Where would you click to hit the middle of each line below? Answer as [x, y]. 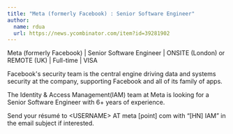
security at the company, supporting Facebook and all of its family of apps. [115, 82]
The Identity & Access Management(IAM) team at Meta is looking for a [108, 95]
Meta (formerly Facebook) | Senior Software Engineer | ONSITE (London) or [116, 53]
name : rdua [29, 27]
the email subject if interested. [51, 124]
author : [18, 20]
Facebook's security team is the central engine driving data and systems [112, 74]
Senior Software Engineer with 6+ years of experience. [86, 103]
